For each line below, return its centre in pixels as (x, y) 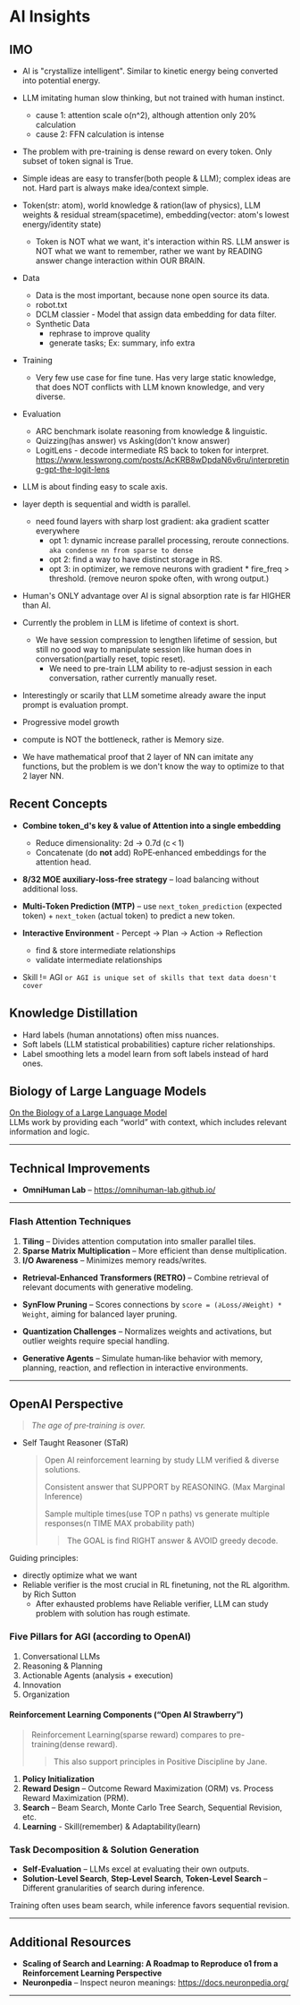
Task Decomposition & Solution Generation (104, 1849)
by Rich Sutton (49, 1594)
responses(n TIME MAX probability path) (119, 1523)
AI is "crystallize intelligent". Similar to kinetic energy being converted (150, 71)
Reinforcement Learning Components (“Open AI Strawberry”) (126, 1715)
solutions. (62, 1470)
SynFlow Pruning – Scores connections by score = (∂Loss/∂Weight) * (152, 1304)
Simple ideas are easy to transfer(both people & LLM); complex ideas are (156, 178)
